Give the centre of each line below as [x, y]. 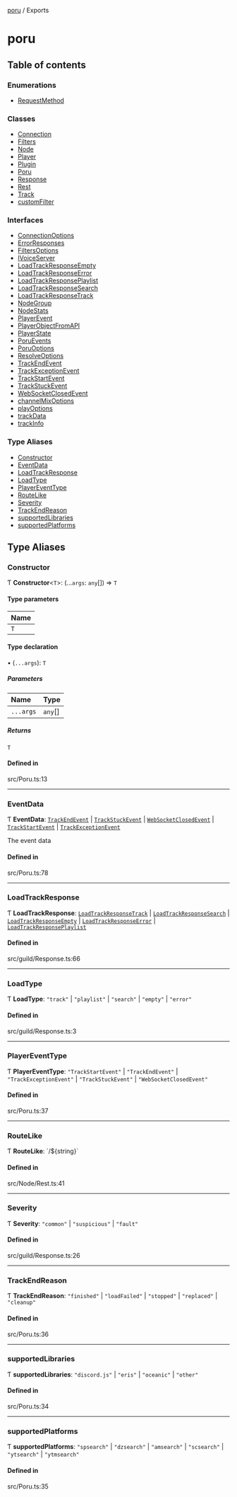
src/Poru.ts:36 [28, 1334]
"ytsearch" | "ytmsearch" [43, 1455]
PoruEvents [34, 341]
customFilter [36, 202]
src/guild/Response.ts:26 [44, 1255]
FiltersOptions [38, 251]
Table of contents [47, 65]
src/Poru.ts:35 [28, 1486]
